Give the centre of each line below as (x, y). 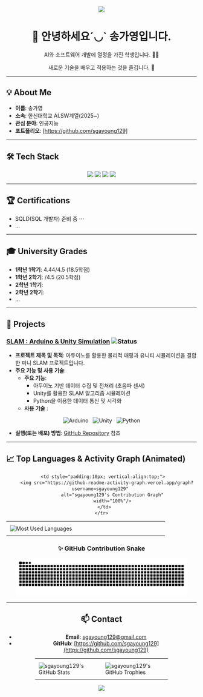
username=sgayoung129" (100, 489)
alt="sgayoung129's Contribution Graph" (112, 495)
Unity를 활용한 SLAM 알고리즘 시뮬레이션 (82, 393)
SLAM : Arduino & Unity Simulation (58, 341)
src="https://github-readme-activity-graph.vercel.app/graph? (114, 483)
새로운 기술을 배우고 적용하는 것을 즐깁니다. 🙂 (101, 67)
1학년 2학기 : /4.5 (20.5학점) (48, 277)
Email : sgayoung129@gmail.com (106, 637)
